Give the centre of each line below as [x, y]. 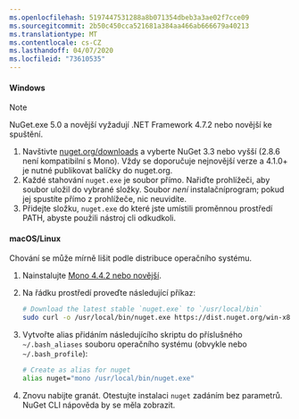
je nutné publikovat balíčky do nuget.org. [97, 171]
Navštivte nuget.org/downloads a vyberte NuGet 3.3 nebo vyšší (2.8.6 [151, 152]
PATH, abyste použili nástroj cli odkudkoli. [99, 218]
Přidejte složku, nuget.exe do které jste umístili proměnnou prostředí [147, 209]
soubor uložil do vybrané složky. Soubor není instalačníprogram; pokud [153, 189]
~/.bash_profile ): [55, 354]
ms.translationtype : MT [54, 34]
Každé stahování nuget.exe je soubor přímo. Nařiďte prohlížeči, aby [146, 180]
